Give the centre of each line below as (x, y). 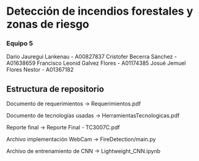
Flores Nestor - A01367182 (40, 70)
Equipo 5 (20, 43)
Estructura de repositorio (55, 89)
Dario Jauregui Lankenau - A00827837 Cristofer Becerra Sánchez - (92, 57)
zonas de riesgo (48, 24)
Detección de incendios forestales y (100, 11)
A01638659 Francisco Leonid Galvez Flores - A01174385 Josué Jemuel (96, 63)
